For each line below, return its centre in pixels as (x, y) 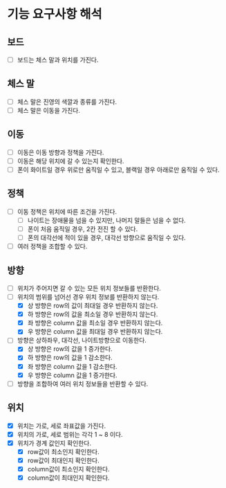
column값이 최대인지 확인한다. (68, 478)
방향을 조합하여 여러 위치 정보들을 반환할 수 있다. (83, 383)
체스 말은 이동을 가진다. (49, 110)
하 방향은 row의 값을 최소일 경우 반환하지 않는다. (93, 314)
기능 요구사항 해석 (55, 14)
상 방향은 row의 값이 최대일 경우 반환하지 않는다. (93, 306)
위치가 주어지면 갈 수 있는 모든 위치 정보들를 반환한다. (89, 288)
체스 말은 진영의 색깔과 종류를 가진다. (67, 102)
